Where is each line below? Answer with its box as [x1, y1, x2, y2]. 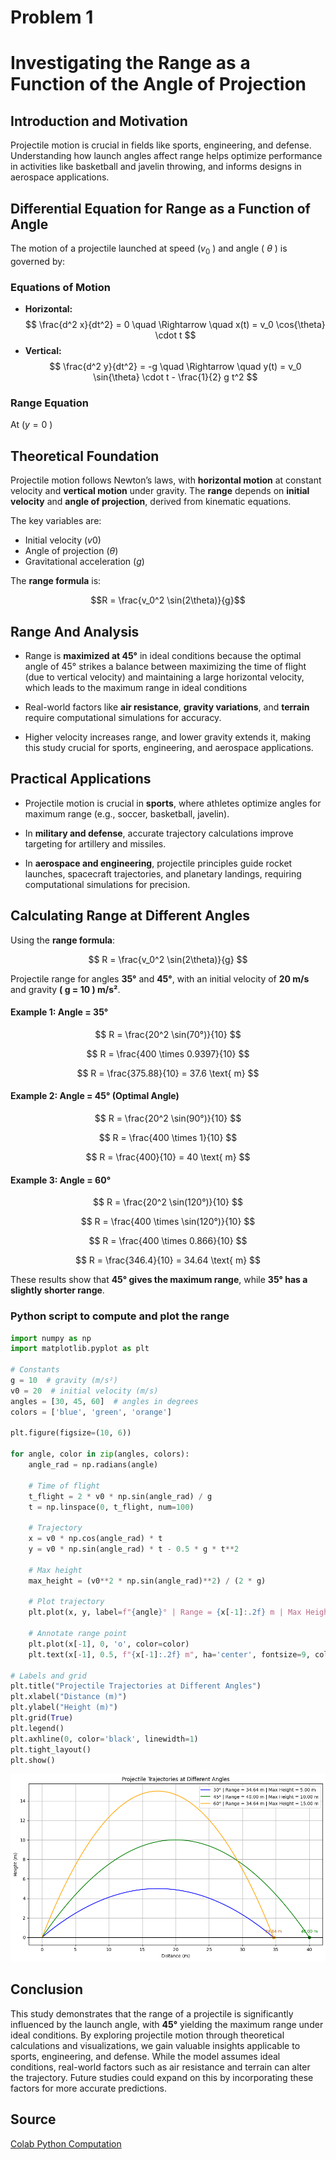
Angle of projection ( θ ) [24, 545, 119, 557]
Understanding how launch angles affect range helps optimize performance [10, 150, 323, 162]
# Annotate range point [28, 1629, 128, 1639]
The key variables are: [10, 515, 102, 527]
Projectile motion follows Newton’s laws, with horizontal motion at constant [10, 474, 322, 486]
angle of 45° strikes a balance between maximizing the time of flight [24, 661, 307, 673]
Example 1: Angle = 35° [10, 1006, 109, 1018]
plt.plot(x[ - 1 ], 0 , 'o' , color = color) [28, 1639, 190, 1649]
